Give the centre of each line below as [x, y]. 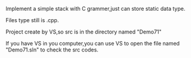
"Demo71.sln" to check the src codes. [52, 50]
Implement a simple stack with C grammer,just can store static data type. [95, 9]
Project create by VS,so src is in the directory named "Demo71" [84, 32]
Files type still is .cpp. [32, 20]
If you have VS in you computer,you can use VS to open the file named [93, 43]
